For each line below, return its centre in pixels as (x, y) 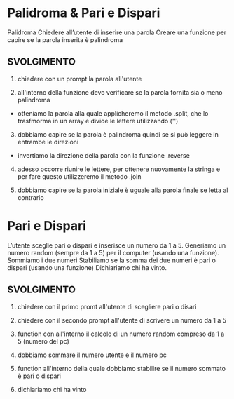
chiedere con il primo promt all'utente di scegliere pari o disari (107, 306)
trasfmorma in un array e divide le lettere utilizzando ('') (98, 121)
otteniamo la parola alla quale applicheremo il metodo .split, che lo (113, 113)
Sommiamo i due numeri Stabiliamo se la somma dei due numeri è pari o (111, 260)
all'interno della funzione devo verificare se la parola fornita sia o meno (120, 92)
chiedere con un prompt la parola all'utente (80, 79)
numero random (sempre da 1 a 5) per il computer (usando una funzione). (113, 252)
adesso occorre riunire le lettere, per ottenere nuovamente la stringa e (119, 169)
